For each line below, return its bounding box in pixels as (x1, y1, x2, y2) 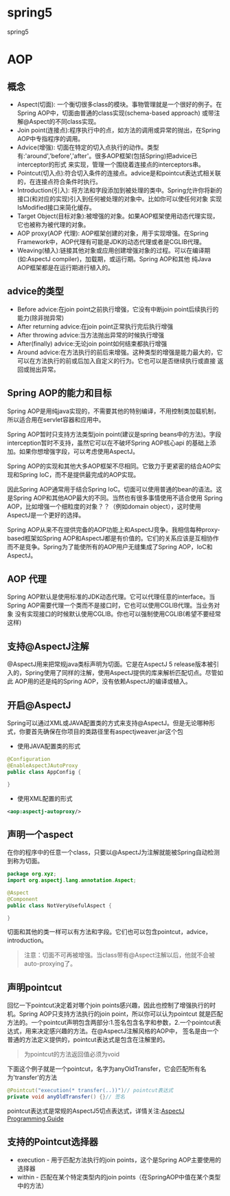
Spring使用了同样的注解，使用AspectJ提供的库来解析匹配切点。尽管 (25, 669, 218, 677)
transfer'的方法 (14, 1074, 57, 1082)
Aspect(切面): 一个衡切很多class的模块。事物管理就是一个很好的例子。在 (16, 100, 222, 108)
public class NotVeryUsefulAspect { (7, 902, 112, 909)
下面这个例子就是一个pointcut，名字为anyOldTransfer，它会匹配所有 (7, 1065, 200, 1073)
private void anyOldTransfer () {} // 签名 (7, 1094, 126, 1100)
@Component (7, 896, 38, 902)
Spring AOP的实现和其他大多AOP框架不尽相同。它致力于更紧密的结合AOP (7, 462, 215, 470)
